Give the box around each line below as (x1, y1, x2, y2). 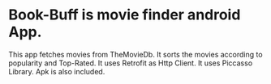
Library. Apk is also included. (8, 66, 105, 76)
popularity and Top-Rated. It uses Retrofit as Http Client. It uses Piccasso (8, 58, 253, 68)
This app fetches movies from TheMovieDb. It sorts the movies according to (8, 49, 263, 59)
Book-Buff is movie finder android (8, 6, 241, 24)
